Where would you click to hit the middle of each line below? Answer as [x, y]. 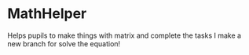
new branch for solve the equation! [64, 43]
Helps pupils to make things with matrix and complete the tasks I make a [124, 35]
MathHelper [47, 14]
